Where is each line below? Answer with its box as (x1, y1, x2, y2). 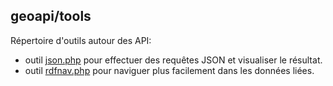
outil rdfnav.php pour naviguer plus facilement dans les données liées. (24, 64, 315, 76)
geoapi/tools (10, 8, 92, 25)
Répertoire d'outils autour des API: (10, 34, 152, 46)
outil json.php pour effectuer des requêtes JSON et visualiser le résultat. (24, 54, 323, 66)
